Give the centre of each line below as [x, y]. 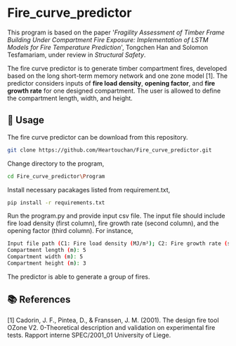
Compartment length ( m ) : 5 [47, 251]
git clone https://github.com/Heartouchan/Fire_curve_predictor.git [110, 150]
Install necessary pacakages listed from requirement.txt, [89, 189]
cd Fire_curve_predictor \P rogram [56, 176]
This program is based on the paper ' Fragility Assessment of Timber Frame [116, 32]
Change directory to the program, [56, 164]
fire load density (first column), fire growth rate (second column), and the [113, 223]
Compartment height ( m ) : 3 [47, 263]
